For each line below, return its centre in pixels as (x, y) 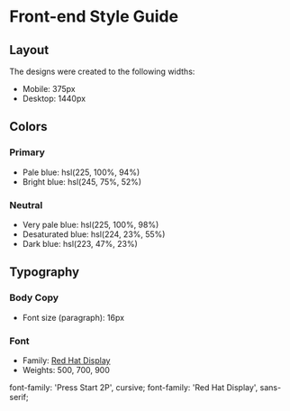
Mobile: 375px (49, 89)
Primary (27, 152)
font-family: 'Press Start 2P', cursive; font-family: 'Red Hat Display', (134, 387)
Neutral (26, 205)
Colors (28, 127)
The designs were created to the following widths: (102, 71)
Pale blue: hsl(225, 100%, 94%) (81, 172)
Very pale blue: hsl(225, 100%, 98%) (91, 224)
